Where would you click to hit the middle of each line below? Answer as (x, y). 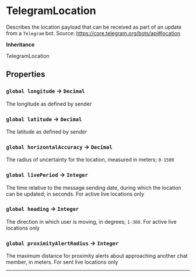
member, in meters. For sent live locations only (62, 262)
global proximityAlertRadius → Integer (62, 243)
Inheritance (20, 45)
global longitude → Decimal (45, 91)
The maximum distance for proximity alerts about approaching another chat (97, 256)
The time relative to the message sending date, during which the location (94, 187)
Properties (26, 74)
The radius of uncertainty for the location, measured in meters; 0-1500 (90, 160)
